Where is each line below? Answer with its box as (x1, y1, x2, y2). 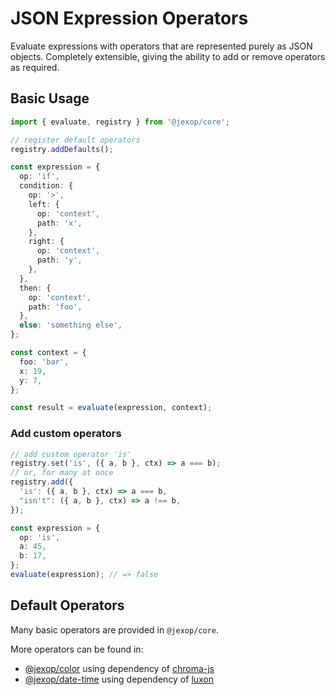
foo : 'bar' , (19, 357, 70, 367)
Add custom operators (10, 427, 122, 441)
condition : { (19, 181, 74, 191)
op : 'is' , (19, 532, 60, 542)
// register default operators (10, 135, 141, 145)
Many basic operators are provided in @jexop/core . (10, 623, 219, 636)
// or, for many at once (10, 468, 114, 478)
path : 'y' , (36, 255, 83, 266)
